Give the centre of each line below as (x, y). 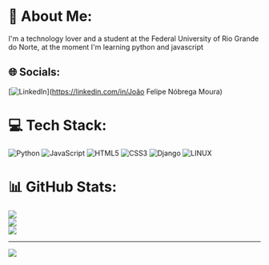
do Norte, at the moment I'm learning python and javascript (106, 46)
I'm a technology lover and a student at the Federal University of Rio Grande (134, 38)
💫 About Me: (50, 16)
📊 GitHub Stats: (63, 187)
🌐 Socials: (34, 72)
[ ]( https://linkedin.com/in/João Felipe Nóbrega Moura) (115, 91)
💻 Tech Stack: (58, 125)
